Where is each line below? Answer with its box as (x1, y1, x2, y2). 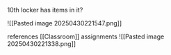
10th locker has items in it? (7, 6, 83, 14)
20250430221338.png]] (7, 40, 76, 47)
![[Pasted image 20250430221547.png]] (7, 19, 122, 27)
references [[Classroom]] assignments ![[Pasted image (7, 32, 165, 41)
